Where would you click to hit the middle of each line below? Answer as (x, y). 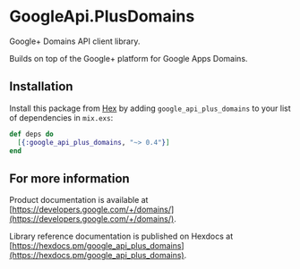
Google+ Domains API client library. (75, 41)
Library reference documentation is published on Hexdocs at (121, 236)
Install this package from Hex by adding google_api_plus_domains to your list (150, 108)
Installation (41, 87)
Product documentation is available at (79, 200)
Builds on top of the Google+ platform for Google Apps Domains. (129, 58)
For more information (69, 178)
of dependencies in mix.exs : (61, 117)
